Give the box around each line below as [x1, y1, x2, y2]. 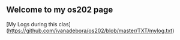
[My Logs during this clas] [6, 20, 71, 27]
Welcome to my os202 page [6, 5, 113, 15]
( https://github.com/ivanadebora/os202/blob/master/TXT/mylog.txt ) [6, 27, 175, 34]
